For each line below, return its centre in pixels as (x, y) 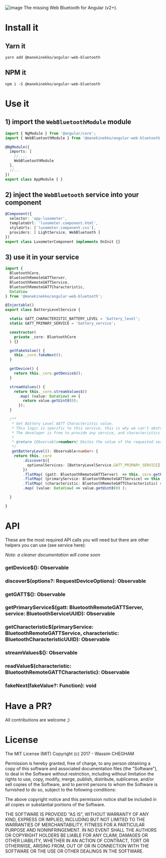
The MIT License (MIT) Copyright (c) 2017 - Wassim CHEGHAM (70, 754)
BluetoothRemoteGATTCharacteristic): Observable (67, 672)
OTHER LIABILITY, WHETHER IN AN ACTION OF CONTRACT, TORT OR (77, 841)
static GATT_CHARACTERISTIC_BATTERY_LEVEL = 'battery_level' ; (75, 319)
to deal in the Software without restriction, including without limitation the (80, 774)
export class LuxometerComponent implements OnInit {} (63, 242)
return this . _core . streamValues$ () (51, 392)
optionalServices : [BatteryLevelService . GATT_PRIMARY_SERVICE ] (94, 465)
